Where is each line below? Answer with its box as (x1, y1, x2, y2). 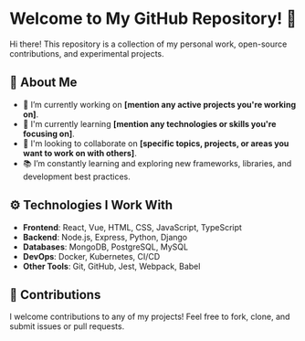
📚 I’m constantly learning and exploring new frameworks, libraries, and (22, 157, 292, 168)
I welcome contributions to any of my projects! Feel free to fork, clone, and (9, 311, 290, 323)
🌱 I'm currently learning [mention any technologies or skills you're (22, 118, 277, 129)
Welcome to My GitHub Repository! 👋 (9, 8, 297, 29)
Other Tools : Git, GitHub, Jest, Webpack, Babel (22, 261, 201, 272)
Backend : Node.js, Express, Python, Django (22, 231, 188, 242)
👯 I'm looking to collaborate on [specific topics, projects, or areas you (22, 137, 289, 149)
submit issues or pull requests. (9, 321, 125, 332)
